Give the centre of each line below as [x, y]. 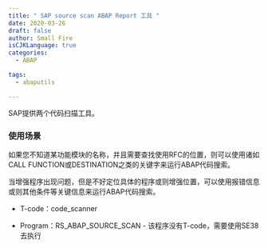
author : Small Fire [41, 38]
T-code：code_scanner [59, 208]
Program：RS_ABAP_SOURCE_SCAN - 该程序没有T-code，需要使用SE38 [139, 226]
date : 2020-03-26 [37, 23]
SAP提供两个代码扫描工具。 [54, 113]
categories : [28, 53]
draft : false [30, 30]
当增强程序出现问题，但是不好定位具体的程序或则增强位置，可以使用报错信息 [134, 182]
